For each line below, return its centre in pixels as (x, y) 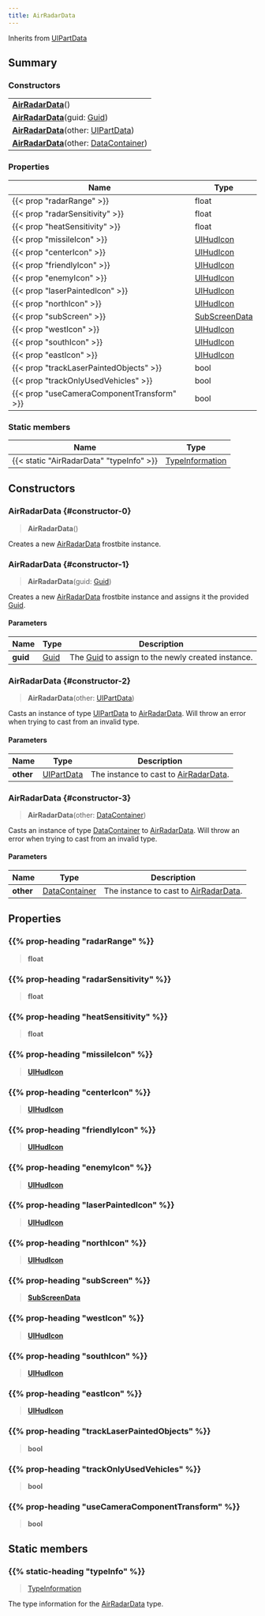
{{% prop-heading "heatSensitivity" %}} (88, 1017)
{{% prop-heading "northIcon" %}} (78, 1243)
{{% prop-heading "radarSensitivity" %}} (90, 979)
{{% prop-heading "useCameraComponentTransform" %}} (124, 1506)
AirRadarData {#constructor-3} (70, 797)
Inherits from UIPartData (48, 38)
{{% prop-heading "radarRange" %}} (81, 941)
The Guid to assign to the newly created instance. (161, 657)
